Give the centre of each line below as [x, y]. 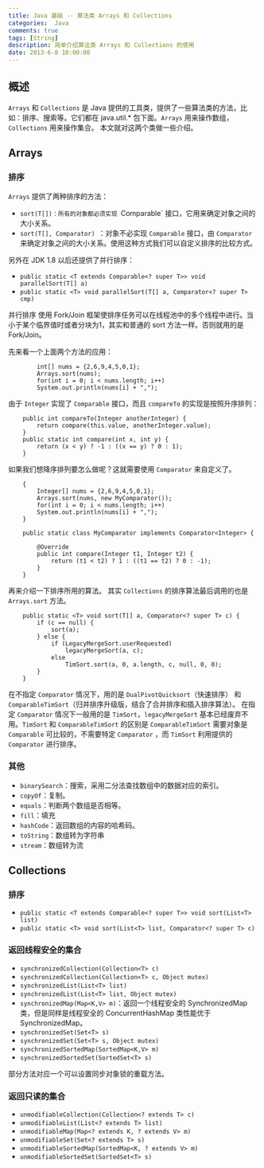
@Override [53, 547]
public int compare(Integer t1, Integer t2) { [115, 554]
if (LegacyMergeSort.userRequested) [111, 643]
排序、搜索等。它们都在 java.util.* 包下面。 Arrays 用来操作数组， [128, 117]
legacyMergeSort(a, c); [105, 650]
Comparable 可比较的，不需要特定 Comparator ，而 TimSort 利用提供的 [120, 734]
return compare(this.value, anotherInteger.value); [124, 425]
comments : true [33, 30]
